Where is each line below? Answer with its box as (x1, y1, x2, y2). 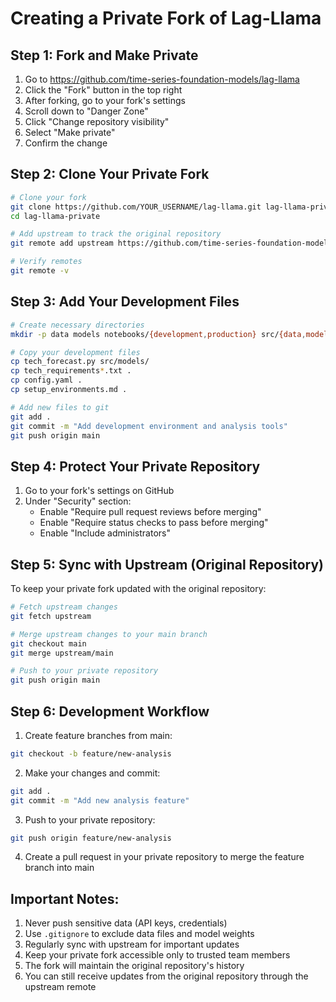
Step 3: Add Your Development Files (10, 293, 240, 311)
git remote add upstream (10, 238, 114, 249)
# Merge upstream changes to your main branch (10, 629, 208, 639)
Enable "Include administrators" (39, 527, 171, 539)
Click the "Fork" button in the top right (24, 84, 183, 96)
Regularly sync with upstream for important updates (24, 938, 240, 951)
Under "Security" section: (24, 495, 132, 507)
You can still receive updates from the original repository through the (24, 970, 309, 982)
